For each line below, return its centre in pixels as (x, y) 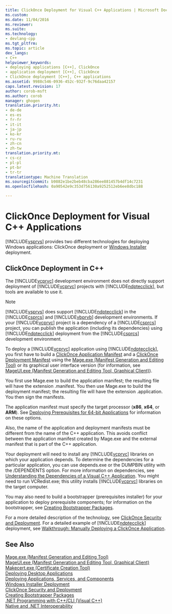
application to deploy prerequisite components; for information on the (79, 502)
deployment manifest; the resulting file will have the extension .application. (84, 391)
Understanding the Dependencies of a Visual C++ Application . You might (82, 476)
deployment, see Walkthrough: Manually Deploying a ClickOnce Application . (85, 528)
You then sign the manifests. (35, 397)
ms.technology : (21, 34)
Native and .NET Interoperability (39, 606)
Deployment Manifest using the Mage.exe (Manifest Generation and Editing (84, 360)
